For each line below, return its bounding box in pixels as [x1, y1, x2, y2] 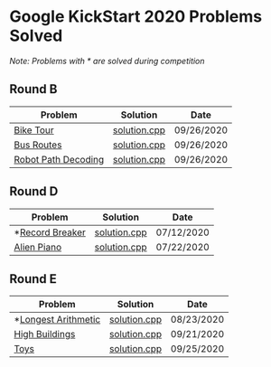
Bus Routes [14, 138, 62, 151]
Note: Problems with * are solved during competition [9, 55, 205, 66]
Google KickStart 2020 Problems [9, 6, 263, 27]
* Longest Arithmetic [14, 314, 101, 326]
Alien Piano [14, 240, 61, 253]
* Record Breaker [14, 226, 86, 239]
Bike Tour [14, 124, 54, 136]
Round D [9, 183, 59, 200]
